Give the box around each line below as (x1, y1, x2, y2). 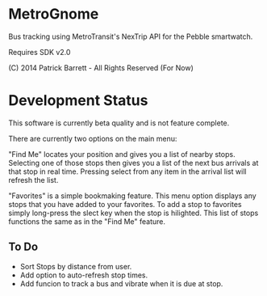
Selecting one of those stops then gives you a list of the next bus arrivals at (8, 158, 259, 167)
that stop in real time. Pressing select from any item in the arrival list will (8, 167, 247, 176)
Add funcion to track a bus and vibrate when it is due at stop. (19, 278, 223, 288)
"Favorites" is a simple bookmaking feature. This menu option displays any (8, 191, 257, 201)
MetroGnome (8, 5, 99, 23)
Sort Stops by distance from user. (19, 261, 132, 271)
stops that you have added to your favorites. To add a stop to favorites (8, 199, 242, 209)
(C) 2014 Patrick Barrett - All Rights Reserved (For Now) (8, 62, 194, 73)
